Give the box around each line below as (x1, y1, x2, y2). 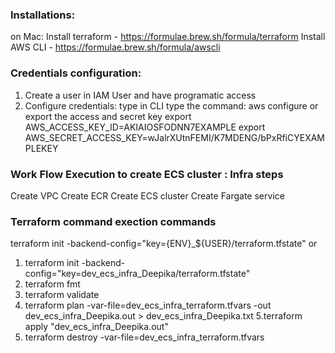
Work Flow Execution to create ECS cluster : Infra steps (10, 167, 284, 181)
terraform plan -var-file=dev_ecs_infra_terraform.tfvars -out (24, 299, 272, 312)
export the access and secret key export (24, 110, 192, 122)
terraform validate (24, 289, 100, 301)
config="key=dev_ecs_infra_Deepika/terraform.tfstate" (24, 268, 251, 280)
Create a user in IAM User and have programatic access (24, 89, 257, 101)
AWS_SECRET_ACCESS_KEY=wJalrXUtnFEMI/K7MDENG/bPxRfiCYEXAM (24, 131, 326, 143)
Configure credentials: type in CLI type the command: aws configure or (24, 99, 319, 112)
